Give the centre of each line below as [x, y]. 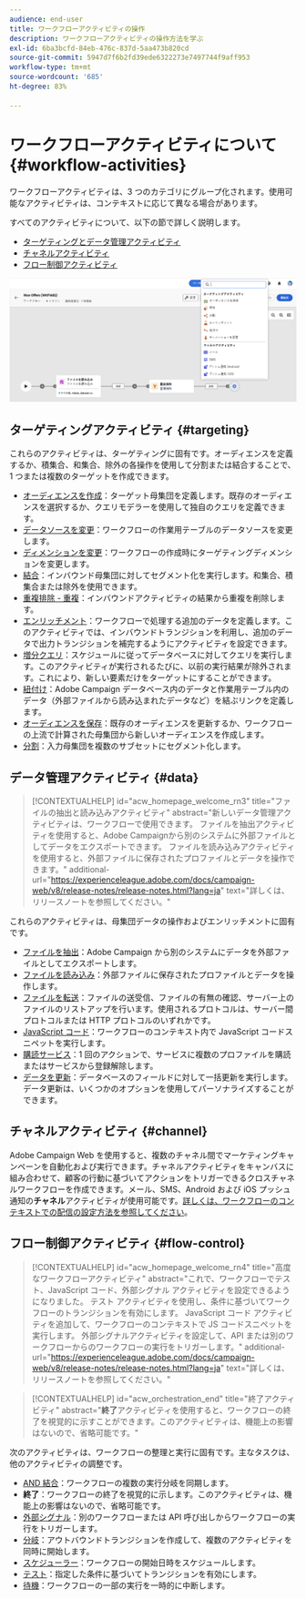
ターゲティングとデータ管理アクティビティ [102, 241]
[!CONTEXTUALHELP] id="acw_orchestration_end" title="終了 [148, 1399]
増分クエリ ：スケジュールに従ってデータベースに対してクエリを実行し [153, 655]
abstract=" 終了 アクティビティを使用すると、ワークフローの [173, 1410]
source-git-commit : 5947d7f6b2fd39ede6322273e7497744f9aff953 [130, 58]
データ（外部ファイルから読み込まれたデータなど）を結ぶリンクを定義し [158, 700]
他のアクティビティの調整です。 [68, 1463]
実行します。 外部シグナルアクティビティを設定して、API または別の [159, 1335]
